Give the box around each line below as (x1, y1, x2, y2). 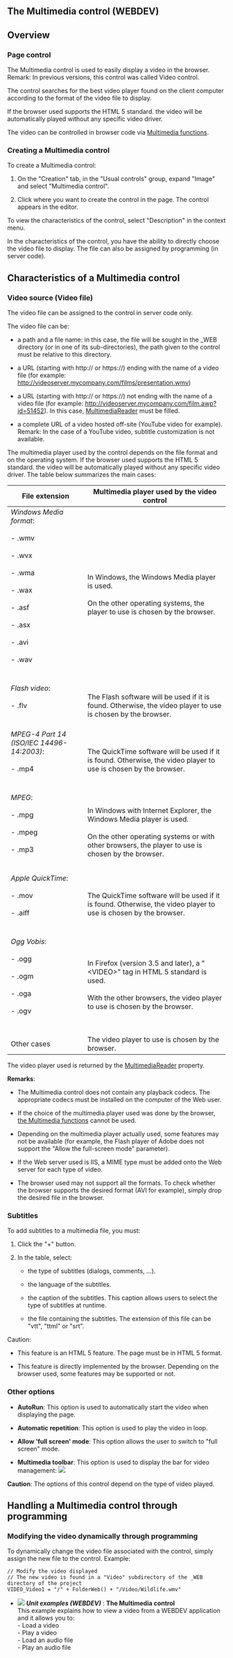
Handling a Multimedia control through (7, 1500, 178, 1512)
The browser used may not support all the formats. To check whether (17, 1179, 216, 1187)
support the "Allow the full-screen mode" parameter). (17, 1144, 170, 1153)
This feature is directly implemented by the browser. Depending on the (17, 1362, 219, 1371)
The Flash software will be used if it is (87, 692, 210, 702)
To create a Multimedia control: (7, 161, 96, 169)
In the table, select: (17, 1253, 73, 1262)
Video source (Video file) (7, 293, 94, 303)
